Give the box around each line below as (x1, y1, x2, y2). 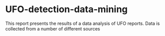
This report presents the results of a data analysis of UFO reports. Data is (5, 20, 160, 26)
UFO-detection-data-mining (5, 4, 128, 15)
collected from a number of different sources (5, 25, 100, 31)
